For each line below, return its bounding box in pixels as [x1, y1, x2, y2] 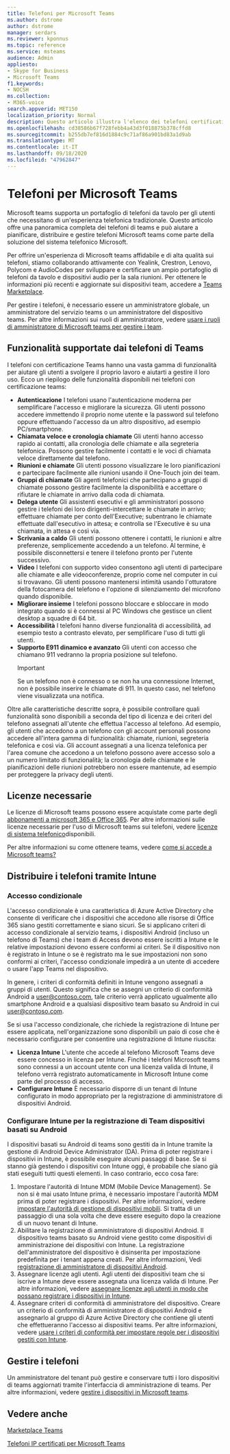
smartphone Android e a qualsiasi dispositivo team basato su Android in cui [7, 1000, 220, 1007]
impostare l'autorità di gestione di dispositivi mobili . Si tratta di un [16, 1205, 202, 1213]
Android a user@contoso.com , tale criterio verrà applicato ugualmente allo [7, 992, 218, 1001]
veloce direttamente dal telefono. [16, 453, 111, 462]
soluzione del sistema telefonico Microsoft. [7, 238, 129, 246]
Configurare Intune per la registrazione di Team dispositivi [7, 1116, 205, 1125]
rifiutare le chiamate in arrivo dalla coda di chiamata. [16, 490, 166, 499]
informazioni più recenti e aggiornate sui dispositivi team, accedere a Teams [7, 280, 222, 288]
